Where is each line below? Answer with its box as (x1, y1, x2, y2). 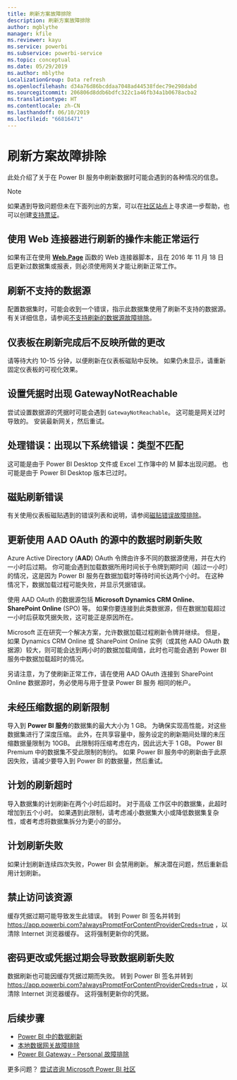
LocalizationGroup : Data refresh (7, 76, 106, 83)
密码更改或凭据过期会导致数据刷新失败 (7, 951, 174, 963)
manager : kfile (7, 30, 52, 37)
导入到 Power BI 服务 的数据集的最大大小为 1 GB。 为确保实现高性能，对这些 (7, 722, 226, 730)
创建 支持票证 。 (19, 210, 63, 219)
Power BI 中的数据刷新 (17, 1033, 83, 1041)
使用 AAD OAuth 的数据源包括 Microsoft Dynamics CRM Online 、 (7, 595, 199, 604)
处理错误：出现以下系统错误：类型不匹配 (7, 440, 183, 452)
